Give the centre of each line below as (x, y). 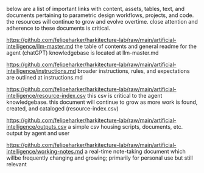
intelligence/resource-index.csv (46, 96)
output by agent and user (38, 133)
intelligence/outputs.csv (37, 127)
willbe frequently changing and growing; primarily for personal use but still (100, 158)
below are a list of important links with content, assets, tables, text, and (95, 9)
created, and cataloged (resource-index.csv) (62, 108)
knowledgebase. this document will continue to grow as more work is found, (102, 102)
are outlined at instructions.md (45, 77)
